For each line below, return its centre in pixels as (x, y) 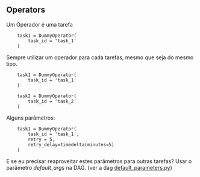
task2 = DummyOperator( (47, 96)
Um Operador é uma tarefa (40, 24)
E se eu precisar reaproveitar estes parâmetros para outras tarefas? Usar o (99, 161)
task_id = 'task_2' (52, 101)
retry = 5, (42, 139)
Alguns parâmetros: (31, 118)
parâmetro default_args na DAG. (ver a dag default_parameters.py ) (89, 167)
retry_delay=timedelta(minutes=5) (71, 144)
